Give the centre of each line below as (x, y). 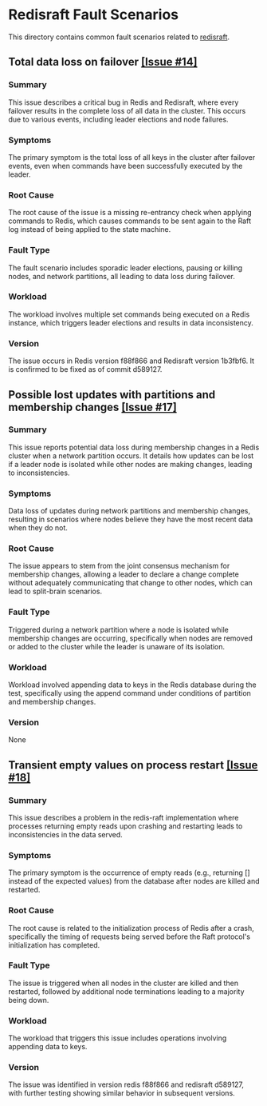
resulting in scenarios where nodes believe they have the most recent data (131, 519)
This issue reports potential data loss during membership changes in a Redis (134, 447)
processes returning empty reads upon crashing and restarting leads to (126, 826)
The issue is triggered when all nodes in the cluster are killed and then (124, 983)
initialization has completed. (54, 944)
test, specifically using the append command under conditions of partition (130, 693)
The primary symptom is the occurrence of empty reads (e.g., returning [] (129, 872)
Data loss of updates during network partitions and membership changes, (130, 511)
